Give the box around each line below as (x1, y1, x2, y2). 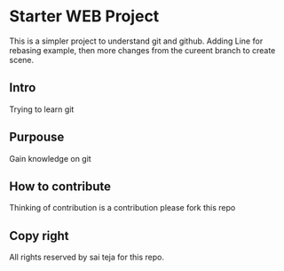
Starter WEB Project (9, 6, 160, 27)
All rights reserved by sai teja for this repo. (9, 251, 164, 263)
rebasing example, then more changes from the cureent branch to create (9, 44, 276, 55)
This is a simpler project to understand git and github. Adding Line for (9, 36, 264, 46)
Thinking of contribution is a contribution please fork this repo (9, 203, 236, 213)
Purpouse (9, 130, 65, 145)
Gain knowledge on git (9, 153, 91, 163)
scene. (9, 54, 35, 65)
